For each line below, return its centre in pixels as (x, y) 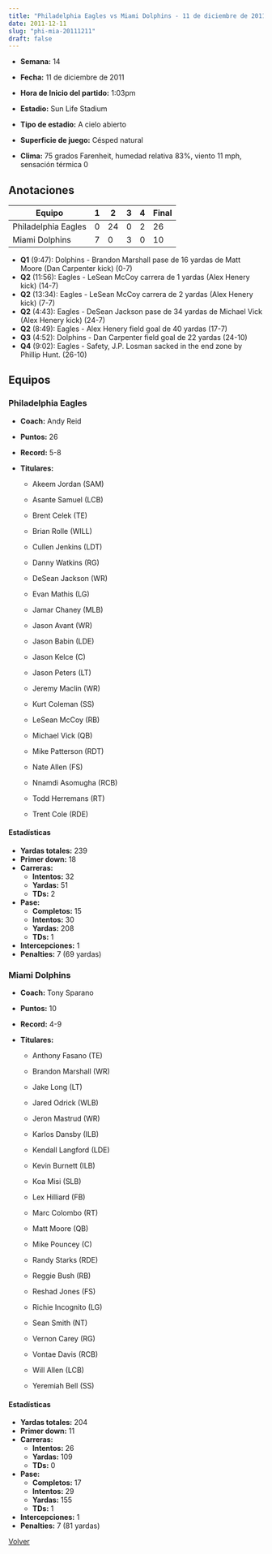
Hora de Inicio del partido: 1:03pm (78, 93)
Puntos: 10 (38, 1009)
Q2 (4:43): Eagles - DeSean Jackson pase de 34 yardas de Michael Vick (141, 312)
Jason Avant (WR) (62, 625)
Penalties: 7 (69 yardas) (61, 953)
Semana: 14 (40, 62)
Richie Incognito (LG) (67, 1307)
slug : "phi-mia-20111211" (52, 31)
